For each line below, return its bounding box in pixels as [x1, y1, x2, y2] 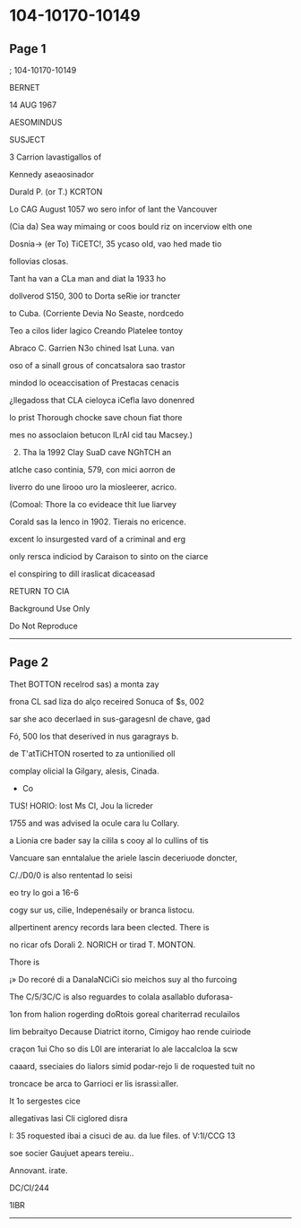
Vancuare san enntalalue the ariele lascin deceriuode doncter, [9, 852, 237, 863]
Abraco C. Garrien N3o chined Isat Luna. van [9, 342, 175, 353]
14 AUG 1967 [9, 99, 56, 110]
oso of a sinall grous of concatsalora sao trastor [9, 360, 186, 370]
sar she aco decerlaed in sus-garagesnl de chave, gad [9, 713, 211, 724]
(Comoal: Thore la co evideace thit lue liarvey [9, 499, 177, 509]
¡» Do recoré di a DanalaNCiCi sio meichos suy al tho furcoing [9, 973, 237, 984]
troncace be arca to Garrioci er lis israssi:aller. [9, 1077, 179, 1089]
